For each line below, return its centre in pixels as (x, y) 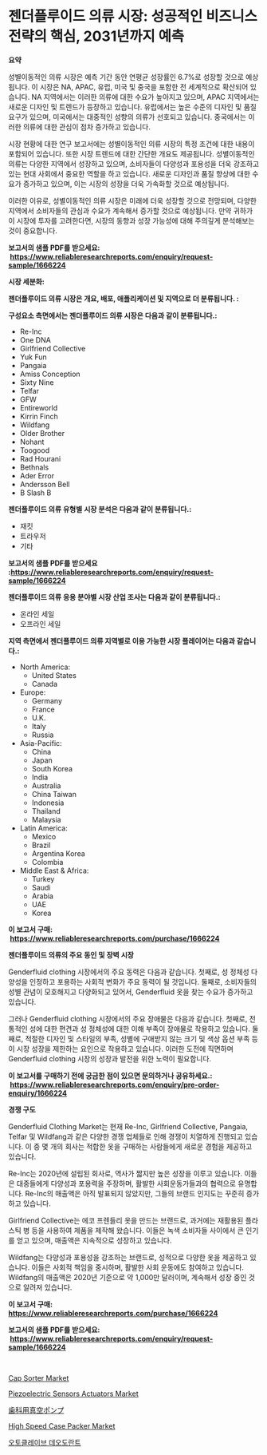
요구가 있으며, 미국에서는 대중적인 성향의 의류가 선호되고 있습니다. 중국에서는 (128, 117)
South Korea (52, 768)
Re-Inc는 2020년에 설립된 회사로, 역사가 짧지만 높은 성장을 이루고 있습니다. (126, 1173)
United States (54, 675)
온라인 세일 (37, 614)
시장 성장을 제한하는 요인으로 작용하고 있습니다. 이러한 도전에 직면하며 (125, 1049)
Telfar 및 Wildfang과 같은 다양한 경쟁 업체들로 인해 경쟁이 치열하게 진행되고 (126, 1136)
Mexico (44, 836)
